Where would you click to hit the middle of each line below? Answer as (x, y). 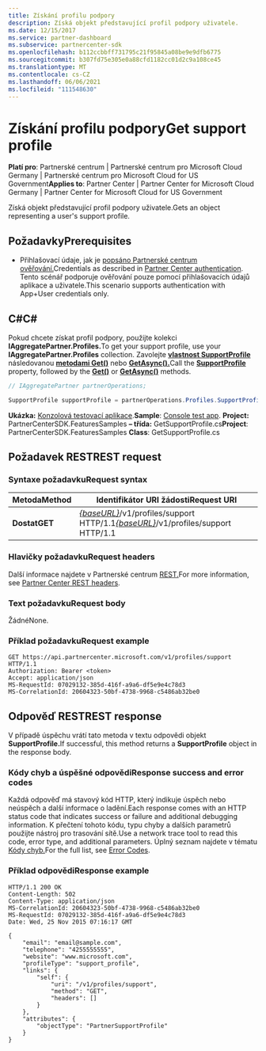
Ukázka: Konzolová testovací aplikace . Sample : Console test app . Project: (129, 415)
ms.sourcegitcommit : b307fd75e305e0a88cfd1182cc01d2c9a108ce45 (115, 60)
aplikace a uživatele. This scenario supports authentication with (122, 285)
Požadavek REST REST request (85, 457)
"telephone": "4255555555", (68, 950)
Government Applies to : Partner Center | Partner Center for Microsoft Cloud (131, 184)
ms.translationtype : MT (47, 67)
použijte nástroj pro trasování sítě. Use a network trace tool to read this (123, 833)
